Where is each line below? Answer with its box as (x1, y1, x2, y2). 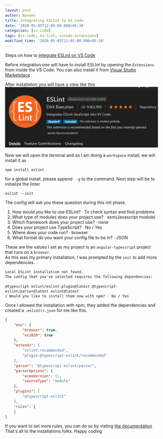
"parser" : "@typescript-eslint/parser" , (14, 363, 97, 368)
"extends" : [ (14, 343, 40, 348)
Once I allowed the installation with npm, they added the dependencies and (5, 302, 156, 308)
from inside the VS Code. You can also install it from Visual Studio (5, 67, 137, 73)
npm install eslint (5, 167, 45, 172)
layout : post (5, 8, 32, 13)
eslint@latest (50, 289, 79, 294)
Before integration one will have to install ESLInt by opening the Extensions (5, 62, 154, 67)
